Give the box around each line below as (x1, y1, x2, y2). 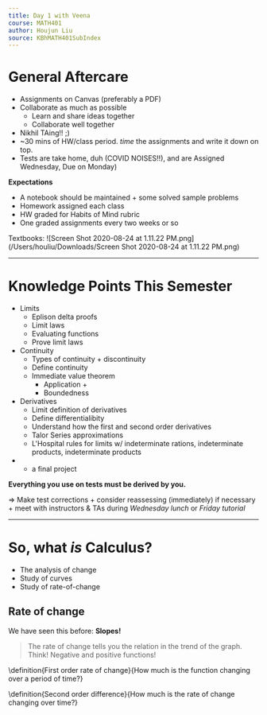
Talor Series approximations (31, 430, 124, 440)
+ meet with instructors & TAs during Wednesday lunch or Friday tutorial (8, 503, 246, 513)
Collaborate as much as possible (19, 103, 127, 112)
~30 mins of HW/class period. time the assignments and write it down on (19, 137, 259, 146)
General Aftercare (8, 68, 129, 86)
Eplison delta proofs (31, 312, 98, 322)
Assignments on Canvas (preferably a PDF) (19, 95, 161, 104)
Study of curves (19, 573, 73, 583)
